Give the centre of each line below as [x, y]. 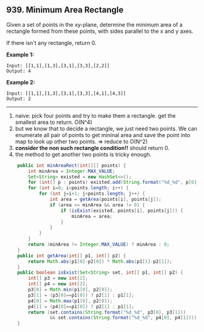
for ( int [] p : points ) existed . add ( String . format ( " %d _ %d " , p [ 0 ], [114, 182]
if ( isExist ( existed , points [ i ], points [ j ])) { [122, 211]
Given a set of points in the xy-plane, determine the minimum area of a [95, 24]
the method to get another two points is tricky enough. [83, 154]
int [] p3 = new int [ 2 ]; [58, 279]
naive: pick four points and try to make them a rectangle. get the [95, 115]
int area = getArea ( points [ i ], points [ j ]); [106, 200]
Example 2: [21, 82]
